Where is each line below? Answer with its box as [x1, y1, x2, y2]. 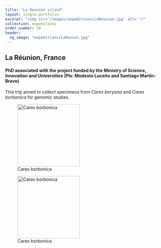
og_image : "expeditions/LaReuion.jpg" [9, 35, 90, 40]
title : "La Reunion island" [5, 7, 64, 12]
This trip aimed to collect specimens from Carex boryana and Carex [5, 89, 145, 95]
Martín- [140, 73, 157, 79]
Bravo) [5, 78, 19, 84]
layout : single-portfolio [5, 12, 59, 17]
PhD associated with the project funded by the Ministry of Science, [5, 67, 147, 73]
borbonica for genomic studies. [5, 94, 70, 100]
